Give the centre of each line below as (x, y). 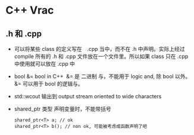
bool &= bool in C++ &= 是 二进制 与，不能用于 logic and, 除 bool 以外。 (102, 76)
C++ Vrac (30, 10)
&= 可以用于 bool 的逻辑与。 (49, 84)
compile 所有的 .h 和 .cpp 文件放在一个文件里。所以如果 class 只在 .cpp (101, 56)
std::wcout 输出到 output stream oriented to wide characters (88, 96)
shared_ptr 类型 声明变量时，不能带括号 (63, 109)
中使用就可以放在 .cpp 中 (44, 64)
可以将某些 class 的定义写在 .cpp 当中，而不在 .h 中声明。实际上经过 (99, 49)
